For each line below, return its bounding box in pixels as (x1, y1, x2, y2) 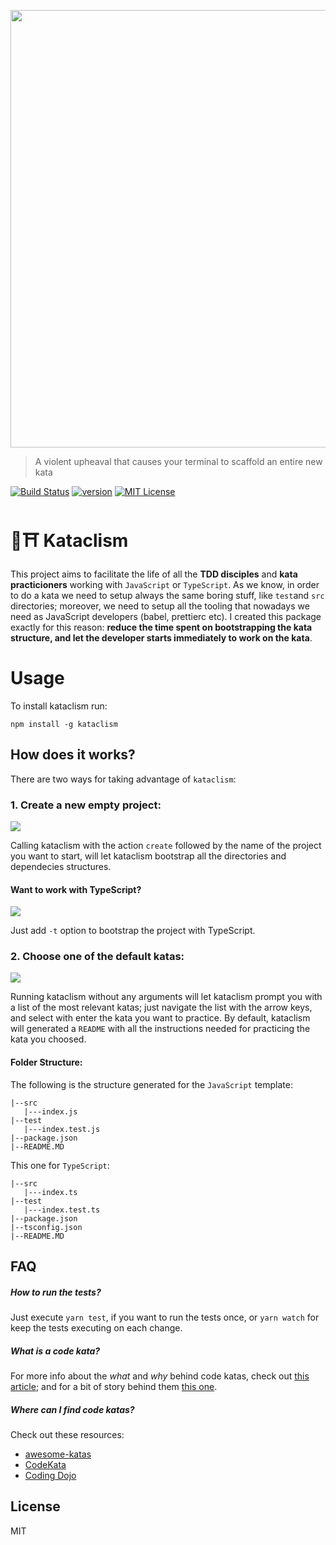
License (10, 1498, 61, 1515)
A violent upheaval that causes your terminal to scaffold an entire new (34, 456, 323, 467)
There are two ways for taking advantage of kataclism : (10, 773, 237, 785)
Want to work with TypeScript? (10, 883, 142, 895)
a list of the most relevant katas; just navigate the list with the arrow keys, (10, 1001, 313, 1014)
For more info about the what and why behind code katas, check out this (10, 1370, 310, 1382)
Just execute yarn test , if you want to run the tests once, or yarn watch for (10, 1311, 320, 1324)
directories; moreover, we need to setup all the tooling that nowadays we (10, 600, 310, 612)
